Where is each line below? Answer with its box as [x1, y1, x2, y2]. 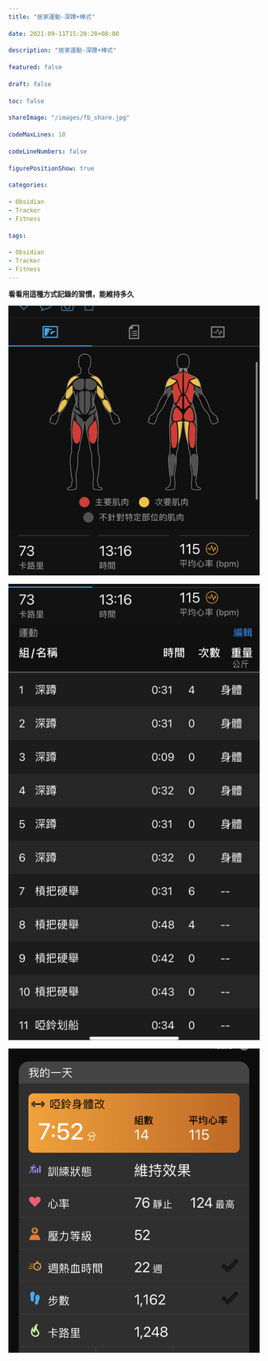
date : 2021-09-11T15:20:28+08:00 [8, 30, 120, 37]
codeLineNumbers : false [8, 148, 88, 156]
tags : [8, 231, 26, 239]
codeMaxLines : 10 [8, 131, 66, 139]
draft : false [8, 80, 52, 88]
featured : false [8, 64, 62, 72]
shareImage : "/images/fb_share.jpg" [8, 114, 130, 122]
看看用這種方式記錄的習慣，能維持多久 [8, 289, 134, 298]
